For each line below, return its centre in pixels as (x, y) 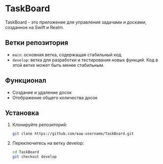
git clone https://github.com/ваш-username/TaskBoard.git (73, 134)
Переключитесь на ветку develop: (48, 143)
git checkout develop (34, 157)
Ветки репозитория (37, 43)
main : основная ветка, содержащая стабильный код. (67, 55)
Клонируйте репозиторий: (40, 125)
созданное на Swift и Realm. (34, 27)
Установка (22, 113)
